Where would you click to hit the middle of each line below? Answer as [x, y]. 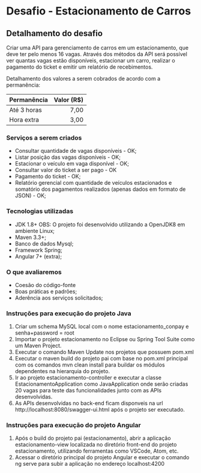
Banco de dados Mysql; [44, 243]
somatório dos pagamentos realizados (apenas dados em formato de [100, 189]
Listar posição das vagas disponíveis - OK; [68, 157]
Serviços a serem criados [44, 138]
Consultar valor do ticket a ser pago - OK [66, 170]
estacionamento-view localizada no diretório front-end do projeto [96, 445]
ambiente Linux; [35, 230]
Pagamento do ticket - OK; [48, 176]
